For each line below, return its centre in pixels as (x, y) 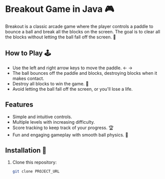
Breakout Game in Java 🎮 (60, 9)
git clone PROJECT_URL (36, 172)
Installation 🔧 (26, 150)
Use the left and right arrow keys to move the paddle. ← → (73, 68)
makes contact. (28, 78)
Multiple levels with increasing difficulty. (54, 122)
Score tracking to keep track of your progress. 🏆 (63, 128)
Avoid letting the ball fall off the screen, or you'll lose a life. (73, 89)
